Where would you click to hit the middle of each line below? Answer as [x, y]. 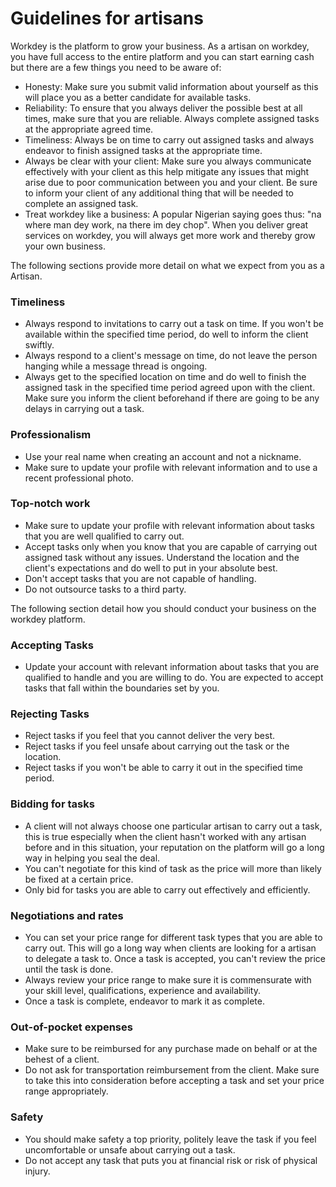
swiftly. [39, 345]
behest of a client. [62, 1059]
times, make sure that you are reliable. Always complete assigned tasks [172, 118]
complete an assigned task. [81, 203]
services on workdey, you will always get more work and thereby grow [170, 235]
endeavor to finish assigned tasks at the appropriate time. [143, 150]
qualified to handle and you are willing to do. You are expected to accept [174, 678]
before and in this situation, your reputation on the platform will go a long [174, 847]
